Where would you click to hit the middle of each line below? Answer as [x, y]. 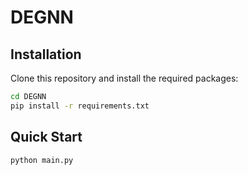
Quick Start [46, 137]
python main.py [42, 160]
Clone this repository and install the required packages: [124, 78]
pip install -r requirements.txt [80, 106]
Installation [46, 54]
